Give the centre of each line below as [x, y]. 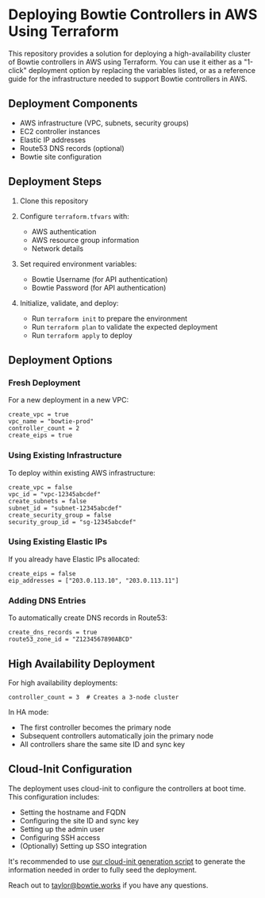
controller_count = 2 [44, 429]
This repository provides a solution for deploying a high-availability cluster [130, 53]
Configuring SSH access [60, 837]
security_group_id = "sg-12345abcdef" [72, 522]
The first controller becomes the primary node [95, 727]
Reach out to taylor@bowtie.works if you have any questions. [108, 885]
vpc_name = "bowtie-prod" [51, 422]
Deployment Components [73, 104]
